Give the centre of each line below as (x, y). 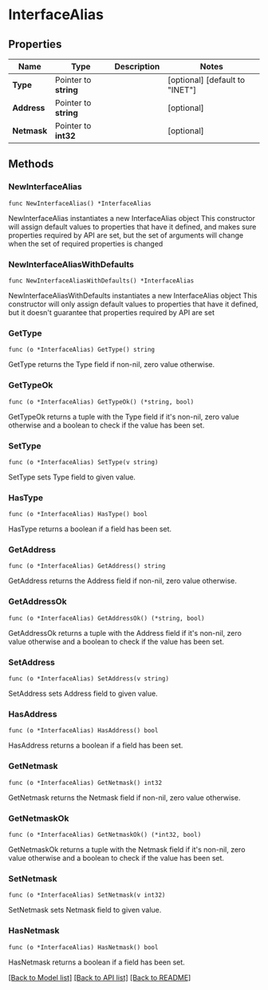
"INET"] (182, 90)
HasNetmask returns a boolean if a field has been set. (97, 962)
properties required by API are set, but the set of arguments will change (126, 235)
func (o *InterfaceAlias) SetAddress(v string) (89, 679)
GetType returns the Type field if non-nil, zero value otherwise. (112, 365)
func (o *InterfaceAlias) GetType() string (82, 350)
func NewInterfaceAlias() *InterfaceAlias (80, 203)
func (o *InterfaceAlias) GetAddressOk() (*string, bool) (106, 618)
